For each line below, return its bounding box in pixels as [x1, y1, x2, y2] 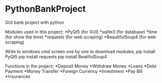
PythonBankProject [5, 3, 86, 15]
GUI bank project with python [5, 19, 65, 25]
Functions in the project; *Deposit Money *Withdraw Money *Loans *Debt [5, 63, 157, 69]
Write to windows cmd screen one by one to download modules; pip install [5, 49, 156, 54]
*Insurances [5, 73, 30, 79]
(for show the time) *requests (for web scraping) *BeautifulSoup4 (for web [5, 34, 157, 40]
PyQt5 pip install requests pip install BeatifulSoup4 [5, 53, 107, 59]
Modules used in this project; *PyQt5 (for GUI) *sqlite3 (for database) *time [5, 29, 158, 34]
